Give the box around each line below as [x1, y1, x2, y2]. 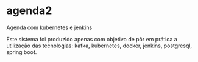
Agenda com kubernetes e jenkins [6, 24, 93, 31]
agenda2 [6, 4, 52, 18]
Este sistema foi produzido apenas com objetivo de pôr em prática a [6, 35, 178, 43]
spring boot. [6, 48, 37, 55]
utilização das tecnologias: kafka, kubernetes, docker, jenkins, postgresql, [6, 42, 193, 49]
